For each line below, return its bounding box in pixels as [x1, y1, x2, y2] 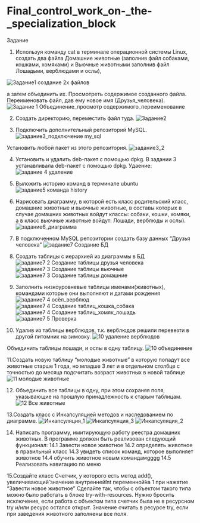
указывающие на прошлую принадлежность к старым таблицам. [15, 393, 182, 400]
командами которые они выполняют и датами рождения [15, 290, 160, 297]
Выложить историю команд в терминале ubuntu [15, 180, 139, 187]
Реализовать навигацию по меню [15, 460, 101, 467]
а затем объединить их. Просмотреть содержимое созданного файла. [7, 90, 187, 97]
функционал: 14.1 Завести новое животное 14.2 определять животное [15, 441, 193, 448]
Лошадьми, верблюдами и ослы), [15, 67, 102, 74]
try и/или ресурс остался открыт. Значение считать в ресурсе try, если [7, 503, 189, 511]
